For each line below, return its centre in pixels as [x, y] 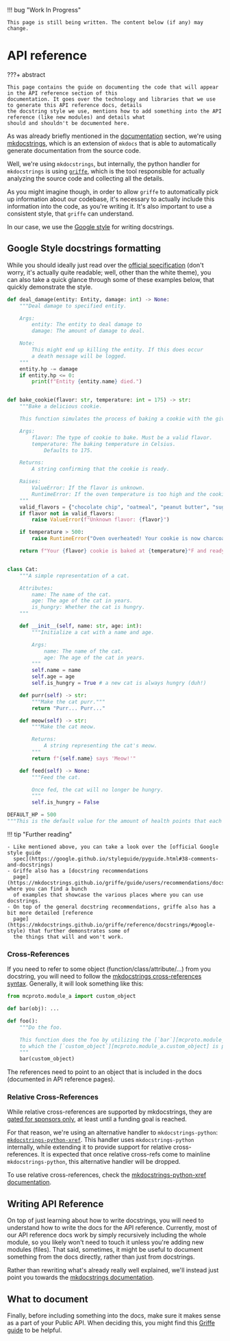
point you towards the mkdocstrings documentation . [81, 1278]
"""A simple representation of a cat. [75, 576]
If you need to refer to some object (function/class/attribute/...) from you [109, 969]
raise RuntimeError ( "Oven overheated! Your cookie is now [116, 539]
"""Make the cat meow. [64, 727]
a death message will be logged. [79, 356]
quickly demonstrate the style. [50, 287]
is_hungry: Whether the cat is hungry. [89, 607]
